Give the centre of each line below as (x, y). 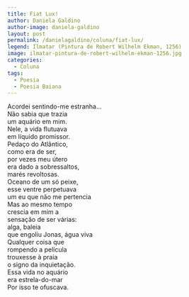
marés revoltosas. (33, 174)
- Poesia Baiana (38, 86)
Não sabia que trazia (38, 114)
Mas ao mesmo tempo (40, 204)
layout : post (27, 34)
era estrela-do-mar (35, 280)
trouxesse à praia (33, 257)
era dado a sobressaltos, (44, 167)
